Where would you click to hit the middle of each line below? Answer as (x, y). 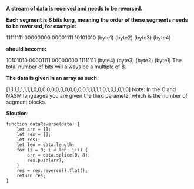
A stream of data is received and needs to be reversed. (74, 9)
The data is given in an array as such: (52, 78)
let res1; (29, 140)
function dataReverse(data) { (43, 124)
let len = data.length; (46, 145)
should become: (26, 49)
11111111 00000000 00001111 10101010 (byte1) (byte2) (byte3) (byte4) (89, 37)
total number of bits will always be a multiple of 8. (66, 67)
